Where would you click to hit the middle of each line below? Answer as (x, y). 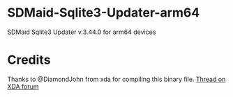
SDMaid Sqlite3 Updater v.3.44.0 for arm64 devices (82, 32)
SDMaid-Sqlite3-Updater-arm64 (104, 13)
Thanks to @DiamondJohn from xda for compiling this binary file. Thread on (116, 79)
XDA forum (23, 86)
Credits (29, 60)
